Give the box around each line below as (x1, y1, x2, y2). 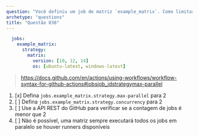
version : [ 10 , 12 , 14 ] (32, 57, 89, 64)
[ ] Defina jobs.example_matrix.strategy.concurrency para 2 (14, 98, 163, 105)
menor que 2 (14, 111, 46, 118)
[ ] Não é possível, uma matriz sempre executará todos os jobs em (14, 116, 177, 124)
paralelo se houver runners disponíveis (14, 123, 110, 130)
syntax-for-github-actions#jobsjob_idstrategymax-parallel (20, 80, 163, 88)
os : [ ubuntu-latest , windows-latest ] (32, 63, 126, 69)
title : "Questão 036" (6, 20, 60, 25)
